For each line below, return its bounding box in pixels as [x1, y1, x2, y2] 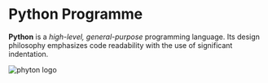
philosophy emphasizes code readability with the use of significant [8, 40, 233, 50]
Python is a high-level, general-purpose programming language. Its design [8, 32, 261, 41]
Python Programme [8, 5, 143, 24]
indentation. [8, 49, 49, 59]
